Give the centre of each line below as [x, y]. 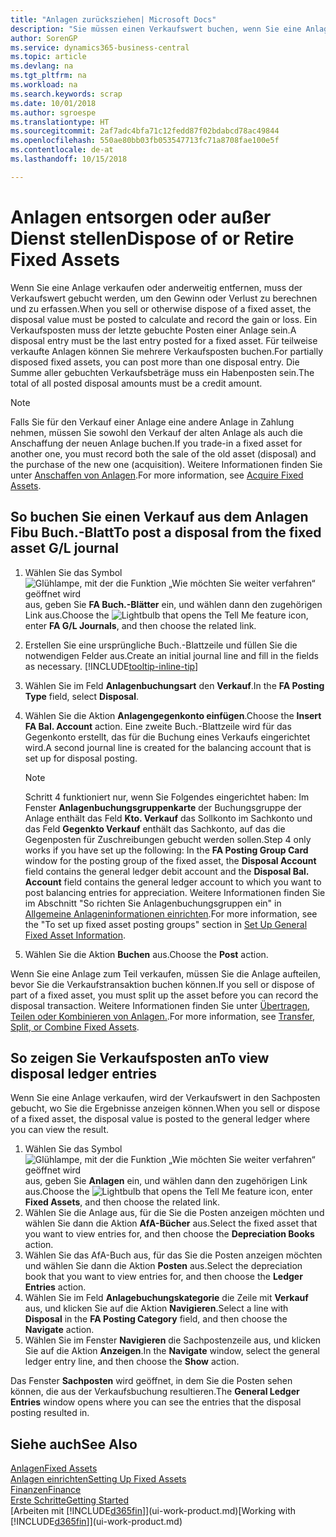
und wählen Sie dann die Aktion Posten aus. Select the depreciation [163, 1266]
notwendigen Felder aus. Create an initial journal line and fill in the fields [171, 655]
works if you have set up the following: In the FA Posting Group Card [166, 850]
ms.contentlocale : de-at [62, 150]
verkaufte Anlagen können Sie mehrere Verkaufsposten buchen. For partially [167, 351]
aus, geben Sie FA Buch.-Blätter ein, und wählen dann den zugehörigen [173, 604]
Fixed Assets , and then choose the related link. [122, 1202]
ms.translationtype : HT [60, 122]
